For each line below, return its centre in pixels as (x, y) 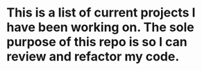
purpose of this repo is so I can (97, 42)
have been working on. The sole (101, 27)
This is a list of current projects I (101, 13)
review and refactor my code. (93, 57)
